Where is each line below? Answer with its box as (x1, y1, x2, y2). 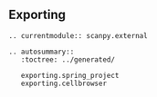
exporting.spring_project (20, 71, 120, 80)
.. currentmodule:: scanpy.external (8, 31, 148, 40)
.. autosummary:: (8, 47, 75, 56)
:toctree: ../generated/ (20, 54, 116, 64)
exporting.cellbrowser (20, 79, 107, 88)
